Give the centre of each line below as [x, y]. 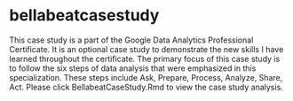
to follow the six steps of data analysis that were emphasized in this [133, 68]
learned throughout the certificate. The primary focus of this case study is [145, 58]
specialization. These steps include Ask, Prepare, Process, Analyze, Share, [146, 77]
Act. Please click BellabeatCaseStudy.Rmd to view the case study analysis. [146, 87]
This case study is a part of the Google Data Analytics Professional [131, 40]
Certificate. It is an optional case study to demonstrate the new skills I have [146, 49]
